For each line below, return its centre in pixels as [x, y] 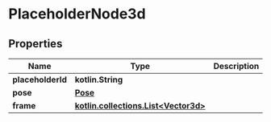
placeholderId [40, 79]
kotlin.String [99, 79]
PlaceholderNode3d [77, 14]
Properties [35, 44]
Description [236, 66]
